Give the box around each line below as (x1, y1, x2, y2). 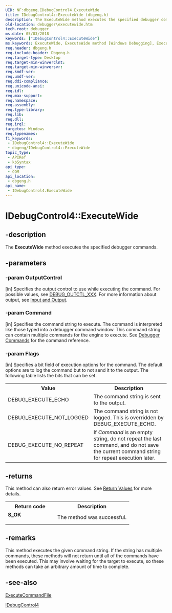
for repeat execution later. (93, 455, 156, 462)
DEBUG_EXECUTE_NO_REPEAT (8, 442, 84, 449)
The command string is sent (93, 393, 161, 400)
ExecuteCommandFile (5, 592, 52, 598)
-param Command (5, 309, 52, 316)
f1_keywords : (5, 136, 33, 141)
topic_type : (5, 150, 31, 155)
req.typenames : (5, 131, 38, 136)
